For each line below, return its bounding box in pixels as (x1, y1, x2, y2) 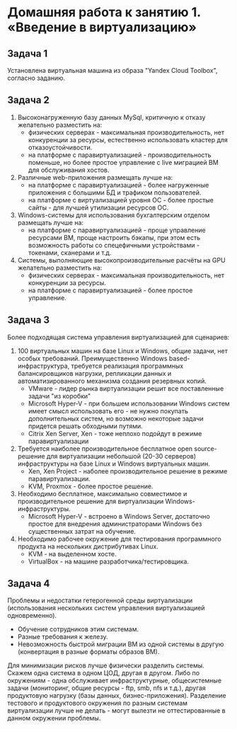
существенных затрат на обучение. (28, 527, 137, 535)
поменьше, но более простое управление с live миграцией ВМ (28, 158, 219, 166)
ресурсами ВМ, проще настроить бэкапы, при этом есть (28, 233, 201, 241)
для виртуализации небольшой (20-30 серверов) (46, 452, 197, 460)
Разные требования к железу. (17, 633, 108, 641)
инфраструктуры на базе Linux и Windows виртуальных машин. (17, 459, 211, 468)
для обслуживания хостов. (28, 166, 110, 174)
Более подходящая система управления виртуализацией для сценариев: (7, 333, 230, 341)
